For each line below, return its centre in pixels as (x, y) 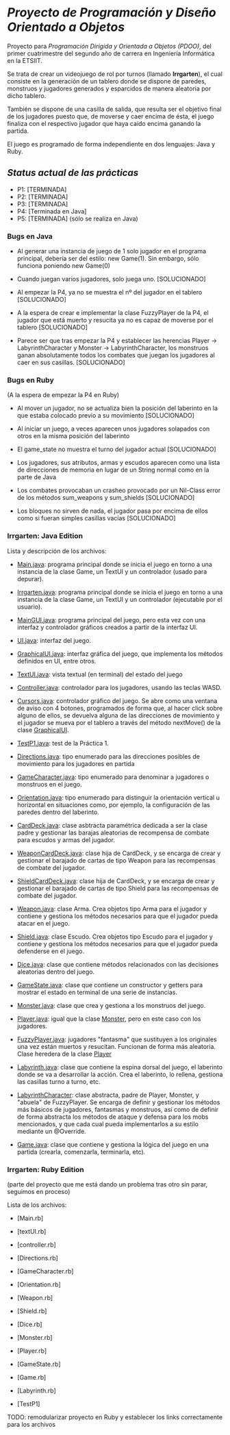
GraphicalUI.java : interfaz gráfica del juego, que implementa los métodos (120, 653)
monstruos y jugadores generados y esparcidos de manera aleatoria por (109, 88)
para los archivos (31, 1424)
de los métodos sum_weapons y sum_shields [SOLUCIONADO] (106, 498)
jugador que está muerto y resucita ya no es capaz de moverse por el (115, 320)
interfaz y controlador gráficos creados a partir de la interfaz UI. (107, 627)
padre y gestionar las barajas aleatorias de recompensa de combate (113, 833)
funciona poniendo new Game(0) (64, 266)
